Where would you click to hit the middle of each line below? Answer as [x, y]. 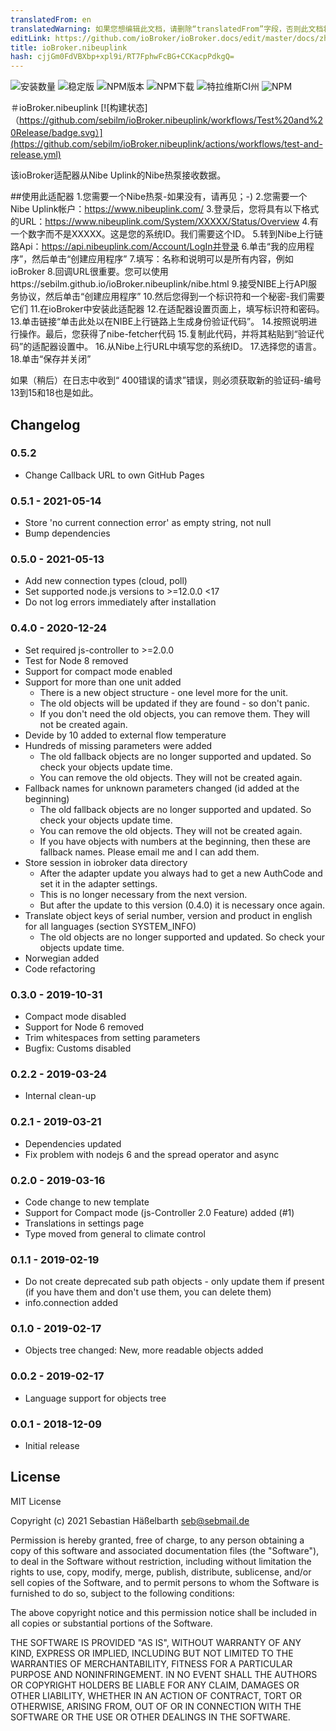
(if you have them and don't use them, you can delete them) [148, 1292]
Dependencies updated [73, 1143]
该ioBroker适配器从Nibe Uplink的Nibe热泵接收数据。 [118, 175]
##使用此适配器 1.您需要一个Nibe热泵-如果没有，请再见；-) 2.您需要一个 [159, 197]
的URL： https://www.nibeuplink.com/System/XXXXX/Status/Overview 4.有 [164, 222]
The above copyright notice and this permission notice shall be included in [163, 1612]
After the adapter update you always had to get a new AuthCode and [181, 873]
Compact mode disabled [75, 1016]
